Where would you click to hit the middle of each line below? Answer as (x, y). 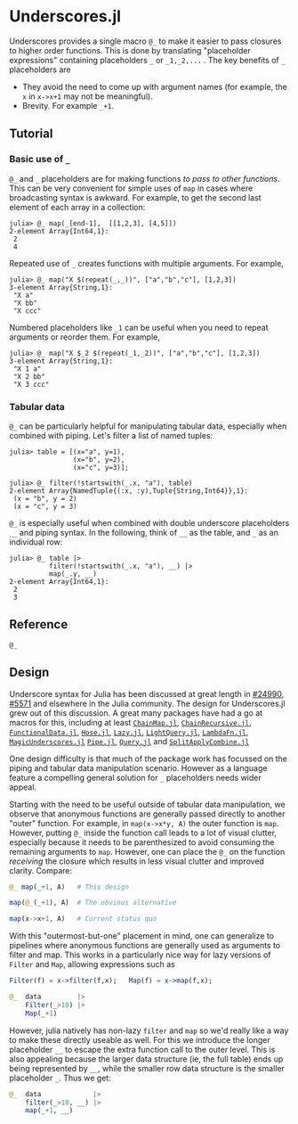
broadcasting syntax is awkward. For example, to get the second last (135, 197)
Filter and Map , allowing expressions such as (92, 964)
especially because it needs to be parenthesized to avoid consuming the (142, 842)
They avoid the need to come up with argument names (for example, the (154, 86)
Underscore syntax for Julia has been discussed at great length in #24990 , (147, 693)
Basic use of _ (40, 160)
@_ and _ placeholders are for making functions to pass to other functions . (145, 178)
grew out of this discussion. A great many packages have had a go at (136, 713)
